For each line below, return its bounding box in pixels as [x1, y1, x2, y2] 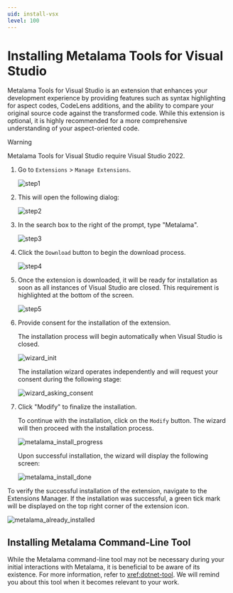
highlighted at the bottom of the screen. [17, 291, 134, 300]
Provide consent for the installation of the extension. [17, 318, 171, 327]
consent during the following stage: [17, 375, 122, 384]
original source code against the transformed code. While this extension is [7, 109, 225, 117]
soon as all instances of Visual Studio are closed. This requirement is [17, 283, 220, 292]
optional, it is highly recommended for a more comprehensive [7, 117, 188, 125]
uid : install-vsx [7, 10, 59, 18]
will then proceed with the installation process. [17, 424, 154, 433]
